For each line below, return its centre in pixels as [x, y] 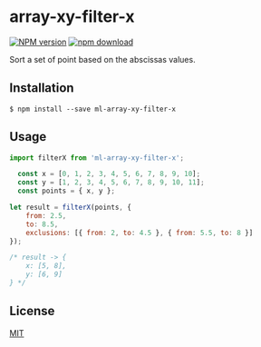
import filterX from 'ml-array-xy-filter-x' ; [97, 158]
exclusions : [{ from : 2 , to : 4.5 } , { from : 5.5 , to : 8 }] [140, 233]
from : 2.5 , [46, 215]
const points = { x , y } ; [67, 191]
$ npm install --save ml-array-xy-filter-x [93, 109]
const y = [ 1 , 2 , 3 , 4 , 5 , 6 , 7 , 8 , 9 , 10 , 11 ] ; [111, 183]
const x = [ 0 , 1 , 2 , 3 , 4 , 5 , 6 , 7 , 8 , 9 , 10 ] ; [109, 174]
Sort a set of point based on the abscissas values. [103, 59]
